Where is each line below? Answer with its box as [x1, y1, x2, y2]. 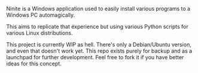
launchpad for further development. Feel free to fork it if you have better [6, 54, 184, 60]
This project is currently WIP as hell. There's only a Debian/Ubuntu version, [6, 41, 191, 48]
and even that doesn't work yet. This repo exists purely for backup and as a [6, 47, 193, 54]
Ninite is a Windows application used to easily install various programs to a [6, 5, 190, 12]
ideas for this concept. [6, 60, 62, 67]
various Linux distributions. [6, 29, 73, 36]
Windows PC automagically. [6, 11, 75, 19]
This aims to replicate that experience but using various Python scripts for [6, 23, 188, 30]
